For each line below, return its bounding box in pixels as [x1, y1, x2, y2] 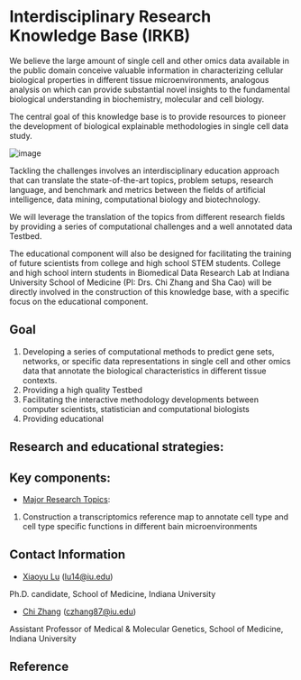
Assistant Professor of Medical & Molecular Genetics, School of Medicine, [9, 623, 284, 634]
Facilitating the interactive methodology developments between [22, 394, 260, 405]
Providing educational [22, 413, 104, 424]
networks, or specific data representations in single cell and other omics [22, 355, 291, 366]
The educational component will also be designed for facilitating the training [9, 248, 292, 259]
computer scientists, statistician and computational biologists [22, 403, 251, 414]
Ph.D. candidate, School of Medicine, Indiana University [9, 588, 216, 599]
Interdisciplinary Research [9, 6, 212, 27]
